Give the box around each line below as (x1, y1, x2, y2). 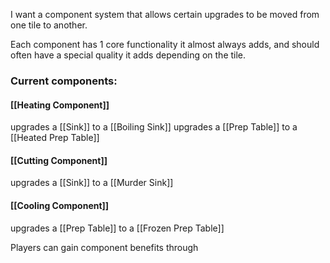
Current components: (10, 74, 118, 88)
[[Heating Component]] (10, 99, 110, 111)
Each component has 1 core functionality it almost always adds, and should (10, 39, 320, 50)
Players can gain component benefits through (10, 241, 199, 253)
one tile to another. (10, 19, 88, 31)
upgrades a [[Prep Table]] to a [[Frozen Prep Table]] (10, 222, 225, 234)
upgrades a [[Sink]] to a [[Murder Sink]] (10, 177, 174, 189)
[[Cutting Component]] (10, 154, 108, 166)
